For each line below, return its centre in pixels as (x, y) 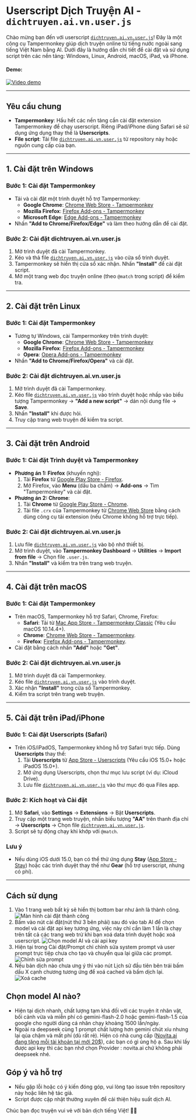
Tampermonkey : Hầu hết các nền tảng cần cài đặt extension (88, 120)
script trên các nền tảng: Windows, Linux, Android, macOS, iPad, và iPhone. (97, 56)
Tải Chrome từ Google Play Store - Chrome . (76, 504)
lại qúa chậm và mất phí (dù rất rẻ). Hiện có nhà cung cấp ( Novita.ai (96, 1035)
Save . (22, 407)
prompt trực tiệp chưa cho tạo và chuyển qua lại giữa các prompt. (93, 953)
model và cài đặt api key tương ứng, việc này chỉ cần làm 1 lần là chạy (98, 928)
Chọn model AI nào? (43, 996)
